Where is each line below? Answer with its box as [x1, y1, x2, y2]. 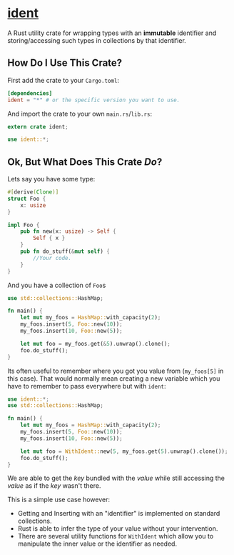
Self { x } [33, 234, 66, 242]
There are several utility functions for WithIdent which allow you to [17, 532, 214, 541]
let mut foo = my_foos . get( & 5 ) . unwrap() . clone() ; [20, 340, 171, 347]
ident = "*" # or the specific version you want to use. [7, 96, 180, 104]
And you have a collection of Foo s [7, 281, 106, 289]
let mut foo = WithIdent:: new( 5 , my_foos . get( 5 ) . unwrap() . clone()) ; [20, 448, 228, 455]
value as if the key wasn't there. [7, 481, 101, 490]
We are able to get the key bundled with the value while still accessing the [7, 474, 225, 483]
